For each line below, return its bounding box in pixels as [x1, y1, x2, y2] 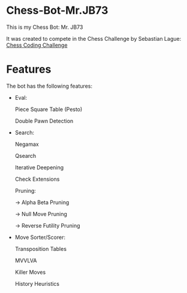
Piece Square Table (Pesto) [14, 106, 83, 113]
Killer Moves [14, 268, 46, 276]
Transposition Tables [14, 245, 67, 252]
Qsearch [14, 152, 37, 159]
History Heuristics [14, 280, 60, 287]
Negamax [14, 140, 39, 148]
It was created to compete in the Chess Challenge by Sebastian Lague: [6, 35, 182, 42]
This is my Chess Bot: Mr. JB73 [6, 23, 83, 31]
